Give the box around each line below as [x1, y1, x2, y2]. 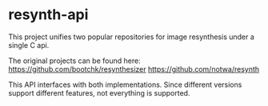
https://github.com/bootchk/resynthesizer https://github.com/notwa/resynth [8, 64, 260, 73]
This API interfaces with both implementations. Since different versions [8, 80, 242, 89]
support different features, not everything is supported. [8, 88, 190, 97]
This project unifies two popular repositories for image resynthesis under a [8, 32, 254, 41]
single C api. [8, 40, 50, 49]
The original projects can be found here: [8, 56, 142, 65]
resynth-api [8, 6, 89, 24]
